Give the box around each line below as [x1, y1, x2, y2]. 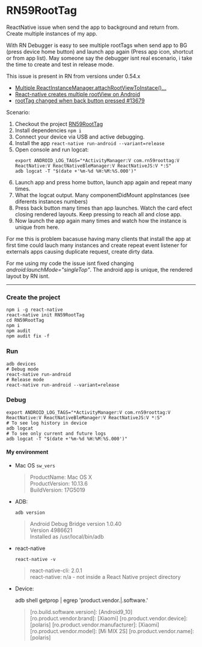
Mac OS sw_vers [14, 462, 55, 469]
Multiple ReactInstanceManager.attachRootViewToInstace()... [14, 84, 167, 91]
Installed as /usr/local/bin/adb [29, 533, 104, 540]
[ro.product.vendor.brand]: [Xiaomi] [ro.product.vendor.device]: [29, 615, 188, 622]
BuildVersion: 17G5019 [29, 486, 85, 494]
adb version [14, 510, 45, 516]
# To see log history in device [6, 420, 87, 426]
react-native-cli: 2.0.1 [29, 567, 82, 574]
